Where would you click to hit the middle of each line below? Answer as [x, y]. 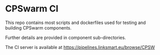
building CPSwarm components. [38, 27]
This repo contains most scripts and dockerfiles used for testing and [75, 22]
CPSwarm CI [32, 9]
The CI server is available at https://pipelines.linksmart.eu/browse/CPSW [80, 47]
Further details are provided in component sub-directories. [65, 37]
